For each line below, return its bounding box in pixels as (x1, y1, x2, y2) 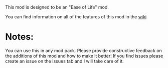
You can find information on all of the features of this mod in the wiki (5, 14, 147, 19)
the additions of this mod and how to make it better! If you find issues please (5, 53, 163, 59)
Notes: (5, 31, 34, 43)
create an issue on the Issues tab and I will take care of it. (5, 58, 124, 64)
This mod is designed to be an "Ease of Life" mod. (5, 4, 109, 10)
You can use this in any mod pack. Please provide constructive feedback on (5, 47, 162, 54)
